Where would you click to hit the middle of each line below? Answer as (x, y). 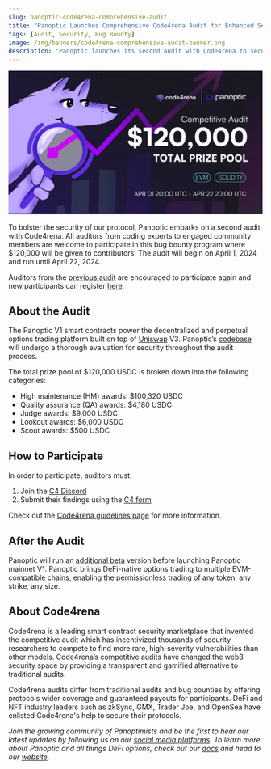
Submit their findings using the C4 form (85, 500)
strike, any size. (34, 586)
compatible (27, 577)
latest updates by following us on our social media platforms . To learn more (134, 739)
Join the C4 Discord (53, 491)
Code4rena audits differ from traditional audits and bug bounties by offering (134, 689)
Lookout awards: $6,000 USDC (72, 422)
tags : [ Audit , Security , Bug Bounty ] (72, 34)
